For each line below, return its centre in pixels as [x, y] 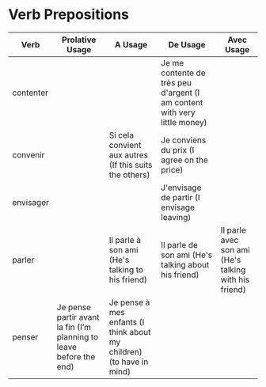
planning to [78, 336]
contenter [30, 93]
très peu [177, 82]
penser [25, 336]
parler [23, 260]
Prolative [79, 40]
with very [178, 112]
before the [76, 356]
